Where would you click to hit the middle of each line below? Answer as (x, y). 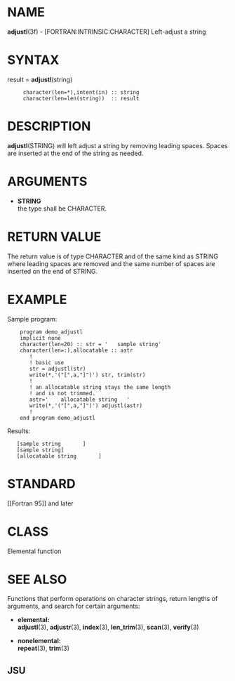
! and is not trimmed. (62, 393)
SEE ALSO (37, 579)
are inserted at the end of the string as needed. (75, 153)
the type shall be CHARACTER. (62, 209)
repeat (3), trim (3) (43, 648)
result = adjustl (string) (40, 79)
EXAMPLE (37, 299)
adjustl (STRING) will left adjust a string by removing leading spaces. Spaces (117, 145)
